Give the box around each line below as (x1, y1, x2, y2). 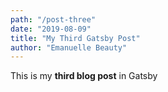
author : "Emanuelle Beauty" (10, 42, 128, 53)
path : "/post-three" (10, 14, 97, 25)
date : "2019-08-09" (10, 24, 92, 34)
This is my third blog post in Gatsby (10, 70, 158, 82)
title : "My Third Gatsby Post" (10, 33, 141, 43)
